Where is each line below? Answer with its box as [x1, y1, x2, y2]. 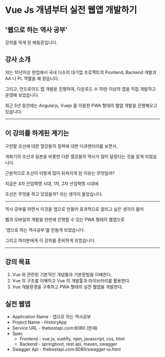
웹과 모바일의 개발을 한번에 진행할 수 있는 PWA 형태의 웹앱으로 [5, 216, 125, 222]
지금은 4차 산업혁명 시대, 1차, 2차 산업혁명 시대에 [5, 180, 99, 186]
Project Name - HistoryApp [12, 319, 67, 325]
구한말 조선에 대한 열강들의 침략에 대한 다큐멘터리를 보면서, [5, 143, 118, 149]
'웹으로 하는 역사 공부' [5, 26, 68, 34]
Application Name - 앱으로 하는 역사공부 [12, 314, 91, 320]
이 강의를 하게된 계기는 [5, 129, 70, 138]
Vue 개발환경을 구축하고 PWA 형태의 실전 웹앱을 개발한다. [12, 284, 123, 290]
